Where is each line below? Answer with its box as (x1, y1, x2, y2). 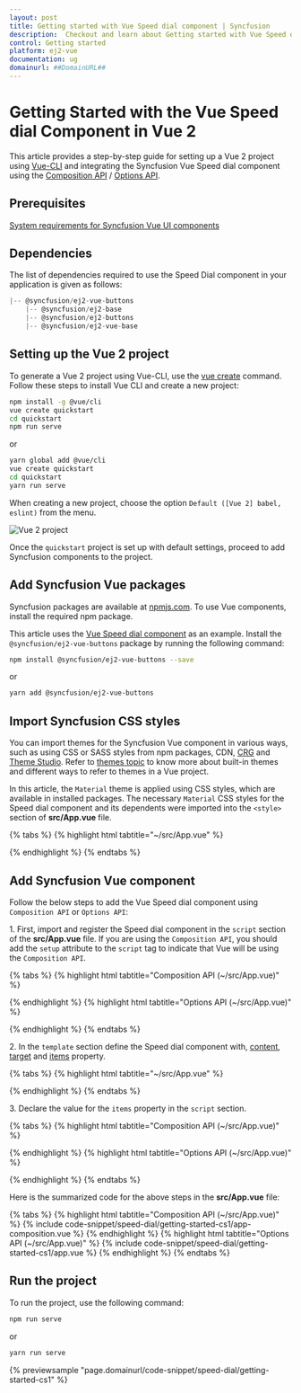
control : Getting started (9, 38, 106, 48)
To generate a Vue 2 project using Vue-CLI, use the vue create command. (9, 370, 282, 381)
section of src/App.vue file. (9, 812, 112, 823)
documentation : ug (9, 55, 78, 64)
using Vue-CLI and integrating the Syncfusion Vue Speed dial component (9, 160, 280, 171)
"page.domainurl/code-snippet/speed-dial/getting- (80, 1364, 270, 1375)
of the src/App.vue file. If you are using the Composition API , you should (9, 933, 278, 944)
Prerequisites (9, 196, 86, 211)
